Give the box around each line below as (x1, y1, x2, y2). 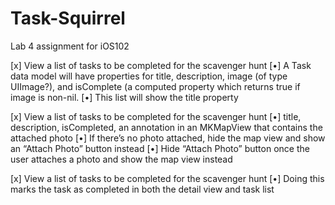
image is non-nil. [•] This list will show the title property (10, 91, 239, 103)
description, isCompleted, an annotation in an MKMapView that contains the (10, 121, 323, 133)
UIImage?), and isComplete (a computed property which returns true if (10, 80, 301, 92)
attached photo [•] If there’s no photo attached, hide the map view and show (10, 132, 326, 144)
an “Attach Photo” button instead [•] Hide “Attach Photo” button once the (10, 142, 310, 154)
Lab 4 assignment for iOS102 (10, 40, 130, 52)
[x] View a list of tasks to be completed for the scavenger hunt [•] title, (10, 110, 302, 122)
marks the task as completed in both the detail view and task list (10, 183, 275, 195)
